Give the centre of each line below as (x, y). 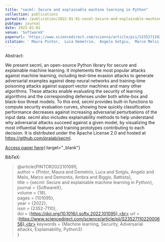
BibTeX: (13, 157)
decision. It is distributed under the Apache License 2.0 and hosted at (75, 133)
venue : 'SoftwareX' (25, 32)
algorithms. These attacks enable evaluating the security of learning (74, 91)
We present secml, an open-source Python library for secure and (71, 65)
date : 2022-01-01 (23, 28)
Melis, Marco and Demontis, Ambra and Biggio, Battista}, (74, 177)
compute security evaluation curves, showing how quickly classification (78, 107)
